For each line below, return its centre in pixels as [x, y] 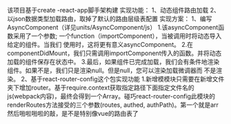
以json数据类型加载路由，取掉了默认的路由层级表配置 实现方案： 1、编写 [110, 19]
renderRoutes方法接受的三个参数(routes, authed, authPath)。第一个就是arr [113, 105]
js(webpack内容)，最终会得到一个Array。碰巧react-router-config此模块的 [111, 96]
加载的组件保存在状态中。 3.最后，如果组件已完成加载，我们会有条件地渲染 [113, 62]
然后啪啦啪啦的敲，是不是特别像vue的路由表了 [73, 113]
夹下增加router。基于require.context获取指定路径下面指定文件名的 [101, 87]
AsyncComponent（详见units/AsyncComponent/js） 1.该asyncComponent [113, 27]
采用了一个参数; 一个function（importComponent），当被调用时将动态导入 [117, 36]
